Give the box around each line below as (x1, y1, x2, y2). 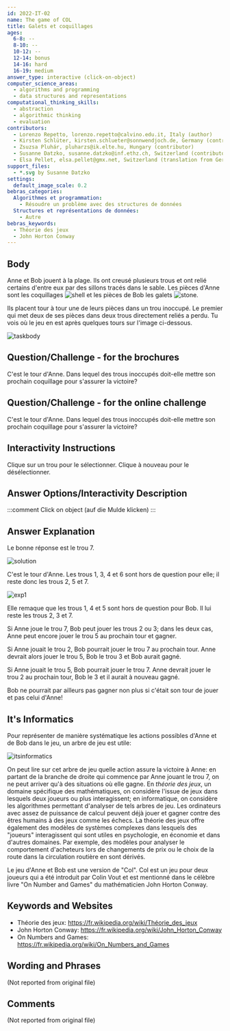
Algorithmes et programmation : (13, 194, 103, 202)
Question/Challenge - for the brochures (7, 352, 180, 364)
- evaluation (13, 118, 51, 125)
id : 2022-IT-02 (7, 10, 51, 17)
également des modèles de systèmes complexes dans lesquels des (7, 823, 197, 832)
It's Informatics (7, 713, 74, 725)
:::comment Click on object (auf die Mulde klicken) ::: (7, 506, 156, 514)
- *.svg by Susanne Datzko (13, 169, 90, 176)
